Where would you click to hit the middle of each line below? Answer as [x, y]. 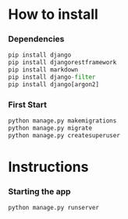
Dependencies [36, 39]
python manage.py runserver [54, 208]
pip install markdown [43, 70]
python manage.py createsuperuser [64, 135]
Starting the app [40, 192]
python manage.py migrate [50, 128]
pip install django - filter [52, 77]
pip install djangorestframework [62, 63]
